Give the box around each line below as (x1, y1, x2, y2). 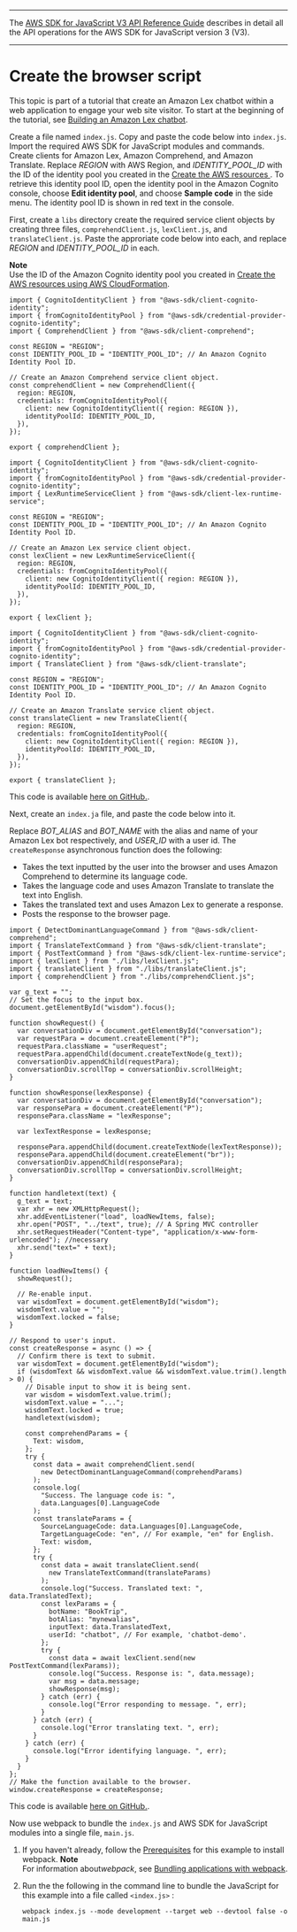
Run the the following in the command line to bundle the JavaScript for (21, 1880, 279, 1890)
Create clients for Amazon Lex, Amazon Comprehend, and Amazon (9, 150, 254, 160)
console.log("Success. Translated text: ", (41, 1583, 203, 1593)
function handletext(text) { (9, 1189, 117, 1197)
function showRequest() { (9, 1019, 104, 1028)
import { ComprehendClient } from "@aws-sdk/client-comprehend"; (9, 327, 255, 335)
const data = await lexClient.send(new (48, 1653, 196, 1662)
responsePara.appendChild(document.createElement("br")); (17, 1150, 236, 1159)
